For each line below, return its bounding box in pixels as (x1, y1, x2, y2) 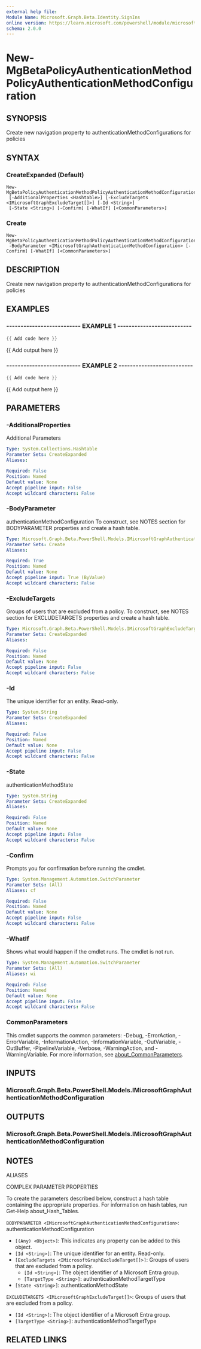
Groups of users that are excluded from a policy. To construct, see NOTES (6, 608, 189, 615)
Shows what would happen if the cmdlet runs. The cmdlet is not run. (6, 948, 175, 955)
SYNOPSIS (6, 113, 47, 123)
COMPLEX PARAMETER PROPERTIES (6, 1183, 99, 1190)
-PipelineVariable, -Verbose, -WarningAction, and (32, 1045, 154, 1052)
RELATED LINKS (6, 1335, 67, 1345)
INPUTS (6, 1068, 36, 1078)
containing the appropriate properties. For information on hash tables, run (6, 1201, 188, 1208)
